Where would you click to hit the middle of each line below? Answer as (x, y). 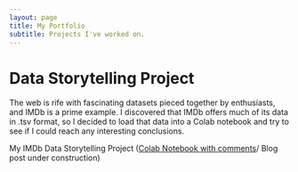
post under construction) (55, 158)
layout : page (33, 17)
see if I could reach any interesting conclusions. (97, 131)
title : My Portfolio (48, 26)
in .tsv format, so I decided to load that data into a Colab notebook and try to (149, 122)
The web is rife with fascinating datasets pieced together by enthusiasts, (142, 102)
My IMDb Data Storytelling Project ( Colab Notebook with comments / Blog (144, 149)
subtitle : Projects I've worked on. (77, 34)
